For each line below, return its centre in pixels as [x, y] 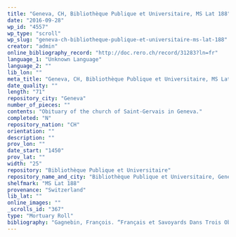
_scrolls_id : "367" [36, 210]
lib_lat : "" [25, 196]
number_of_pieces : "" [39, 105]
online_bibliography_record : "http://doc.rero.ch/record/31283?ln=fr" [113, 53]
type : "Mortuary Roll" [40, 216]
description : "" [31, 137]
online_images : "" [34, 203]
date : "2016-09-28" [36, 20]
